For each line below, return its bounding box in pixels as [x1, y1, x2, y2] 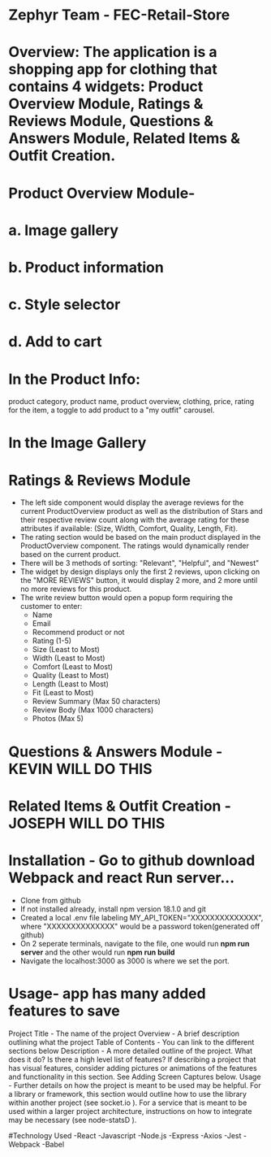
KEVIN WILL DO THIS [8, 759, 153, 778]
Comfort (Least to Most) [32, 662, 114, 672]
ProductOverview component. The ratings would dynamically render [19, 541, 249, 550]
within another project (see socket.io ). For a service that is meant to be [8, 1098, 247, 1107]
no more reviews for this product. [19, 584, 132, 594]
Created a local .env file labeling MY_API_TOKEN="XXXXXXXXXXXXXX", [19, 912, 264, 922]
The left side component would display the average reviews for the [19, 498, 244, 507]
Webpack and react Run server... [8, 868, 235, 887]
